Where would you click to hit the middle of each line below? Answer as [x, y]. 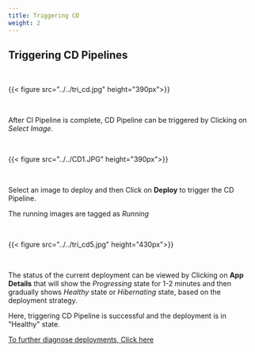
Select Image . [31, 128]
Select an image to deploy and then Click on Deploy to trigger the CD [121, 190]
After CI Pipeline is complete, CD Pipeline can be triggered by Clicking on [127, 121]
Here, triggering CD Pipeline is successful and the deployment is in [118, 316]
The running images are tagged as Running [78, 214]
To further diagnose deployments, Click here [81, 340]
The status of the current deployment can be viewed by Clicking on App [126, 275]
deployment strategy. [43, 300]
